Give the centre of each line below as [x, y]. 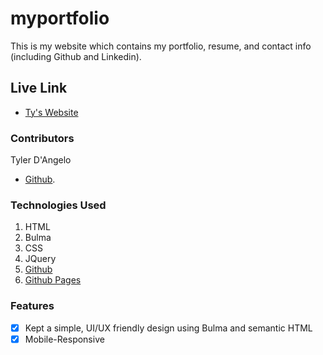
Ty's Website [51, 112]
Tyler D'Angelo [41, 160]
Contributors [42, 138]
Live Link [39, 88]
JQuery [40, 259]
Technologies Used [58, 205]
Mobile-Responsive [64, 339]
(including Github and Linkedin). [76, 56]
